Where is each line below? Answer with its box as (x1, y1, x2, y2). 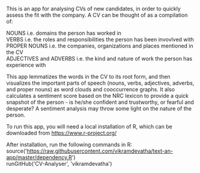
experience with (6, 61, 46, 68)
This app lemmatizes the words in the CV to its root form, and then (6, 73, 171, 80)
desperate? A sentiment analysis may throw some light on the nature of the (6, 105, 192, 112)
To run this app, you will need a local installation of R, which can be (6, 123, 172, 130)
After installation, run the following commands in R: (6, 141, 133, 148)
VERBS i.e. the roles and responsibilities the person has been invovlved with (6, 36, 194, 43)
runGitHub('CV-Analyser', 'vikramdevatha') (6, 160, 112, 167)
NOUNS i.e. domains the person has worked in (6, 29, 121, 37)
